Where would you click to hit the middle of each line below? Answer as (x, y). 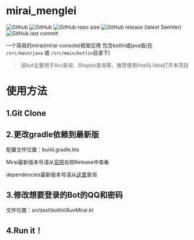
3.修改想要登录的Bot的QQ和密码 (64, 195)
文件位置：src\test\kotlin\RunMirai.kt (50, 210)
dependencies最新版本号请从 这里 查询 (52, 175)
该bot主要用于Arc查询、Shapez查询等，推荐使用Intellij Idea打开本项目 (105, 65)
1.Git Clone (26, 113)
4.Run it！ (24, 230)
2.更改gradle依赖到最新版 (53, 134)
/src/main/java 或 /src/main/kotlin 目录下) (58, 53)
